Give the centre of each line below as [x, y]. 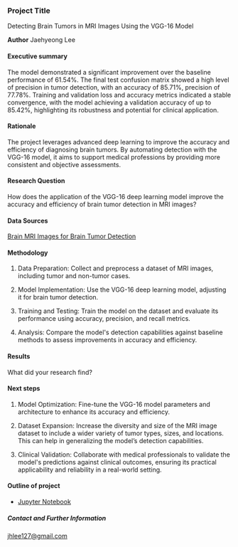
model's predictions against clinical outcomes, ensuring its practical [117, 462]
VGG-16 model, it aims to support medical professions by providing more [114, 157]
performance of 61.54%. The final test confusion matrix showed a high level [118, 80]
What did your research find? [50, 372]
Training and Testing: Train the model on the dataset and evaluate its [118, 311]
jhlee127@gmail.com [37, 536]
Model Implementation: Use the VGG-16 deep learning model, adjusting [122, 290]
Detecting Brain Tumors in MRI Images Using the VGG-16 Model [101, 26]
